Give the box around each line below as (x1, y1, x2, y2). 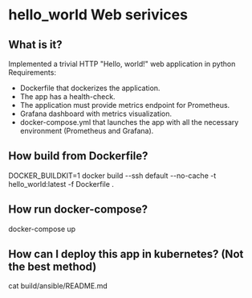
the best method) (8, 260, 97, 274)
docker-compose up (8, 224, 76, 234)
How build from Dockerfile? (8, 149, 148, 163)
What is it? (8, 38, 63, 52)
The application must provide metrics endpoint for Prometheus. (19, 101, 230, 110)
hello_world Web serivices (8, 6, 189, 24)
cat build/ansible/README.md (8, 281, 108, 291)
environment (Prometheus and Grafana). (19, 126, 154, 135)
